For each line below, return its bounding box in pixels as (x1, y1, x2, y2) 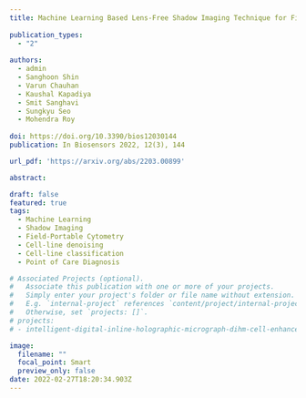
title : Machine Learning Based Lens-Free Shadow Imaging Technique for (9, 13, 287, 23)
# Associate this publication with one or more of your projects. (9, 282, 275, 291)
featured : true (9, 198, 67, 208)
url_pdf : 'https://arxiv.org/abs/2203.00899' (9, 157, 185, 166)
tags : (9, 207, 30, 216)
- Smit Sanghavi (17, 97, 79, 107)
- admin (17, 65, 47, 74)
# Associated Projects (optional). (9, 274, 145, 283)
